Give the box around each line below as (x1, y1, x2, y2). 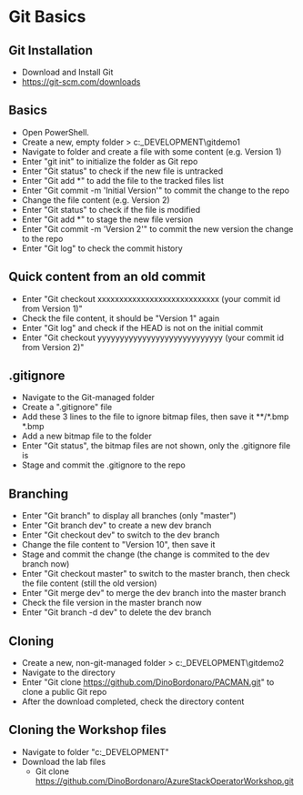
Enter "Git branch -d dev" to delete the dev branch (21, 607, 212, 618)
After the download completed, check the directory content (21, 696, 245, 707)
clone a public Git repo (21, 687, 107, 698)
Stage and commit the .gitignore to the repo (21, 459, 186, 470)
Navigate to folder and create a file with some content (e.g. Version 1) (21, 146, 282, 156)
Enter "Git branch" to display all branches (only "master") (21, 510, 237, 521)
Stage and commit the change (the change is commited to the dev (21, 548, 270, 560)
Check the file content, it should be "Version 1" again (21, 312, 220, 324)
